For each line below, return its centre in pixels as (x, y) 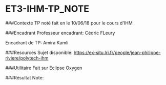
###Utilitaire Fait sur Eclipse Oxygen (44, 68)
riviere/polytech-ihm (27, 58)
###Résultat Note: (25, 77)
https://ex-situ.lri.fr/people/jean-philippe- (117, 52)
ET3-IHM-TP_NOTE (47, 9)
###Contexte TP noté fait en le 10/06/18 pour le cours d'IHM (69, 23)
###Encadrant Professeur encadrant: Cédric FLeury (60, 33)
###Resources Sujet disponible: (39, 52)
